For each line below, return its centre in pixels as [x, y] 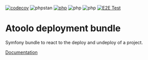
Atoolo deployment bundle [63, 28]
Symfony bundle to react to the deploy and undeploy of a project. [74, 42]
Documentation [22, 52]
